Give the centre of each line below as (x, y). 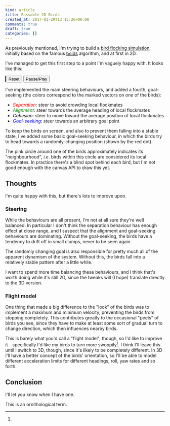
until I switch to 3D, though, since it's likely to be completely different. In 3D (84, 350)
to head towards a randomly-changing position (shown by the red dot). (79, 142)
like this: (14, 69)
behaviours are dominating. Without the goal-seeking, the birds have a (79, 236)
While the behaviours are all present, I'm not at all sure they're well (75, 220)
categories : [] (21, 34)
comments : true (21, 24)
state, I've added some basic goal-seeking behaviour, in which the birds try (84, 136)
